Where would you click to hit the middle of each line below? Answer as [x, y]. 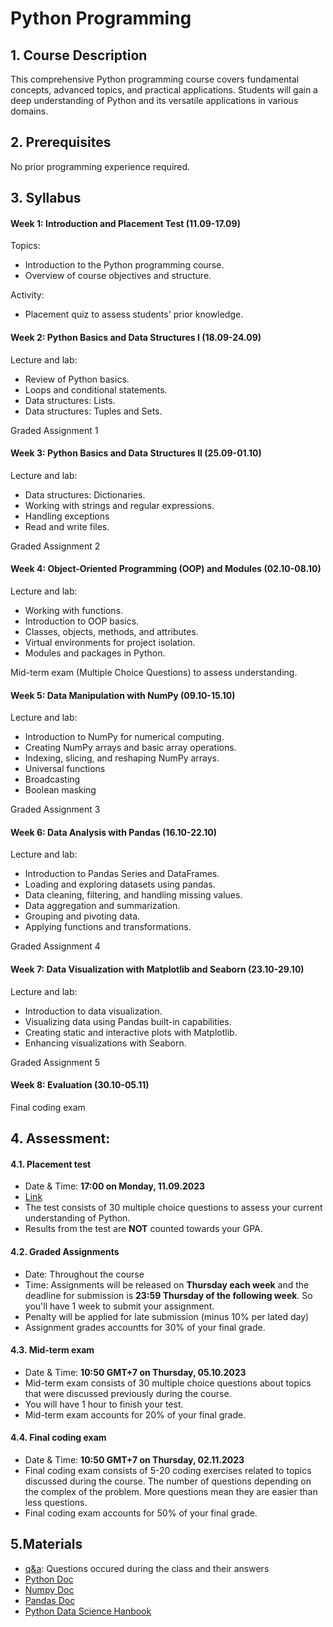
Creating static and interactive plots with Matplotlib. [131, 1032]
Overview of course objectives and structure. [118, 276]
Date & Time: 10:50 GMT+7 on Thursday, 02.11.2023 [134, 1460]
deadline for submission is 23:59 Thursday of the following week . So [168, 1295]
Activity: [27, 295]
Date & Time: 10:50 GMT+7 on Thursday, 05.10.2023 [135, 1372]
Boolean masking [60, 790]
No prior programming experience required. [100, 166]
